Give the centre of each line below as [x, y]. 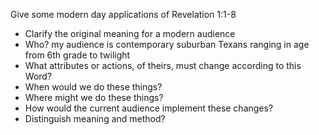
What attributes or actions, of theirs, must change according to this [163, 65]
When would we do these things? [93, 87]
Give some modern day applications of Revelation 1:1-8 [123, 14]
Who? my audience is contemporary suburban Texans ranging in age [167, 44]
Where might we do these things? [94, 97]
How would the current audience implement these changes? [149, 108]
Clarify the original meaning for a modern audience [130, 33]
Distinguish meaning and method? [95, 118]
